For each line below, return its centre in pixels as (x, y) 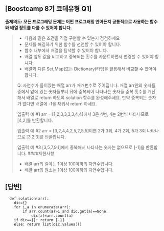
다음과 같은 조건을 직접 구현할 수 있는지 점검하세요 (72, 38)
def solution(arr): (29, 198)
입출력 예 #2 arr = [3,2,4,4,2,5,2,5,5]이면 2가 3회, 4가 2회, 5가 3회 (81, 130)
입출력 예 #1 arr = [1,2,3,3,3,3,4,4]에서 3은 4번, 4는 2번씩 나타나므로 (83, 114)
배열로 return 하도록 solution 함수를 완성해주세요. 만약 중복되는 (87, 98)
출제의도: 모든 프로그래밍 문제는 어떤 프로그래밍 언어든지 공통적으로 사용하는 (77, 22)
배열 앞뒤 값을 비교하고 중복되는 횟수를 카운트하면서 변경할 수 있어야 (89, 56)
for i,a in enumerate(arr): (42, 207)
